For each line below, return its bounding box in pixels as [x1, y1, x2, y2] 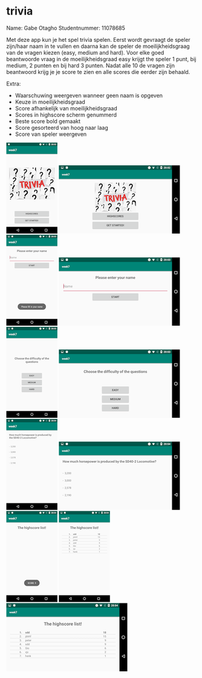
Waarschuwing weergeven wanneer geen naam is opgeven [15, 92, 163, 99]
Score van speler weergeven [15, 130, 87, 138]
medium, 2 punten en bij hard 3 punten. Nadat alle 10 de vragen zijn [6, 62, 175, 69]
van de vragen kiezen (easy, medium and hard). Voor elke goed [6, 49, 165, 56]
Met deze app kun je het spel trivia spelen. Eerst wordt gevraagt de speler [6, 36, 191, 43]
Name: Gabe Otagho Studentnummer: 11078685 [6, 24, 126, 32]
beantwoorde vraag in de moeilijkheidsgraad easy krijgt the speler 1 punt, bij [6, 55, 197, 62]
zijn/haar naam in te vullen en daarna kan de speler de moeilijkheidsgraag [6, 42, 190, 50]
